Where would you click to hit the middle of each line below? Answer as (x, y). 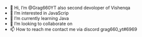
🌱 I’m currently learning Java (39, 18)
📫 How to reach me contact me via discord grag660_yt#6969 (73, 29)
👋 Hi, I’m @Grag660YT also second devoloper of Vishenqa (70, 8)
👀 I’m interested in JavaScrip (39, 13)
